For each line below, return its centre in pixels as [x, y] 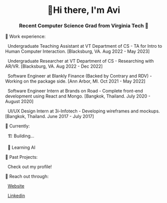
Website [16, 186]
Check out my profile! [30, 167]
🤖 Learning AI [21, 148]
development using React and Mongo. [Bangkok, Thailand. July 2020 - [78, 96]
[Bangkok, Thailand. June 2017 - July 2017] [50, 116]
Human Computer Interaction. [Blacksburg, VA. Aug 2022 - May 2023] [78, 51]
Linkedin [16, 196]
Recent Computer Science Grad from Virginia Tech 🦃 [84, 26]
